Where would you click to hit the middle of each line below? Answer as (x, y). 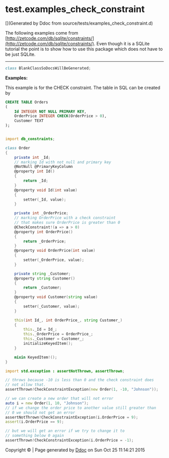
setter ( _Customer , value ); (52, 306)
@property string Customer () (45, 278)
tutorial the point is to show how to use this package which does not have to (84, 49)
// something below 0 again (35, 436)
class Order (18, 148)
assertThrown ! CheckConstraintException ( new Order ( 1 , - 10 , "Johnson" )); (82, 390)
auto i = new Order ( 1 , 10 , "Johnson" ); (47, 403)
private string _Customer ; (43, 273)
